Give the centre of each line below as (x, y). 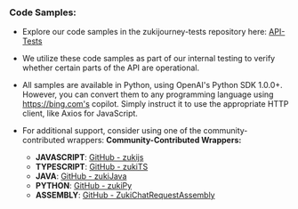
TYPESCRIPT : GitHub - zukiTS (92, 167)
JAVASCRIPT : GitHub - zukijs (89, 157)
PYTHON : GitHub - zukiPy (84, 186)
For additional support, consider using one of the (112, 131)
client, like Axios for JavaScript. (80, 114)
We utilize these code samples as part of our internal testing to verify (149, 59)
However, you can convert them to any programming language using (148, 94)
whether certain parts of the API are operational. (111, 68)
